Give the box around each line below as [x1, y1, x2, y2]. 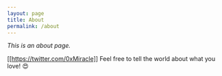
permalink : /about [7, 23, 60, 29]
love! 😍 [7, 62, 29, 71]
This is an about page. [7, 42, 71, 50]
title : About [7, 16, 45, 23]
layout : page [7, 10, 45, 17]
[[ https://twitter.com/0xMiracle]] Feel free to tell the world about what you [7, 55, 216, 63]
